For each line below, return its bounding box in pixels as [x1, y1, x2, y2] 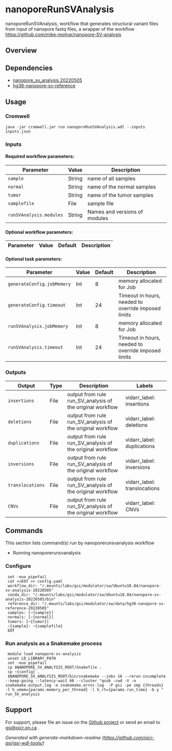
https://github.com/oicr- [103, 734, 155, 740]
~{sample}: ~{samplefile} [7, 623, 63, 629]
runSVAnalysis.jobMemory [8, 323, 69, 329]
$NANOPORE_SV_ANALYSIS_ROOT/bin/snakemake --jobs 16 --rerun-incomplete [7, 674, 166, 679]
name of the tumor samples [87, 191, 154, 198]
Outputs [5, 369, 27, 376]
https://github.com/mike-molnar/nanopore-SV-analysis [5, 31, 121, 37]
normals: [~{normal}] [7, 614, 54, 620]
